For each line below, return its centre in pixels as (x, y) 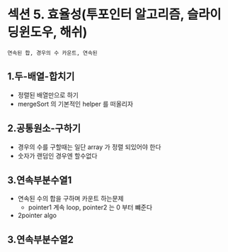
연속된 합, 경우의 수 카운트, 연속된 (52, 53)
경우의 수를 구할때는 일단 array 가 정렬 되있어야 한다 (89, 147)
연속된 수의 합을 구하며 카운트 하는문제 (70, 199)
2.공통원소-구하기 (44, 128)
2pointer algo (37, 215)
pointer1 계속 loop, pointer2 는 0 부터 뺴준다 (90, 207)
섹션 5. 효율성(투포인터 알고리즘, (96, 15)
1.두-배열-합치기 (41, 76)
